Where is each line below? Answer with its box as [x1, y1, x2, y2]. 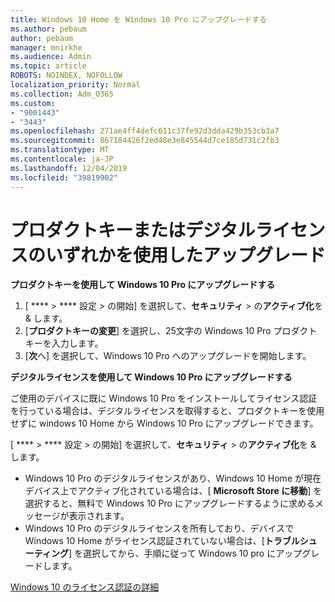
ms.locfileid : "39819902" [10, 172, 118, 183]
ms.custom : [10, 98, 56, 108]
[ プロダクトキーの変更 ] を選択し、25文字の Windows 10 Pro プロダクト [24, 325, 318, 337]
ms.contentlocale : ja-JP [10, 154, 114, 164]
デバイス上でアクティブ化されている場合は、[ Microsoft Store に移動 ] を [24, 485, 323, 497]
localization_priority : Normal [10, 80, 141, 90]
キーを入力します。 [24, 337, 104, 350]
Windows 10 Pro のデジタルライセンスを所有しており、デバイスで [24, 522, 295, 535]
